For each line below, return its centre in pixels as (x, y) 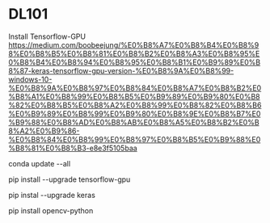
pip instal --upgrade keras (52, 195)
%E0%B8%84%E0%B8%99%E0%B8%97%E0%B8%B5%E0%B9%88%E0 (135, 139)
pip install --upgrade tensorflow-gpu (70, 179)
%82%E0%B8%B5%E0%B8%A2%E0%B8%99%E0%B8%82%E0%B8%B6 (135, 105)
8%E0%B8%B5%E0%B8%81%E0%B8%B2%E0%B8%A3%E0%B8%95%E (134, 53)
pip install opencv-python (51, 210)
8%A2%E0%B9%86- (44, 131)
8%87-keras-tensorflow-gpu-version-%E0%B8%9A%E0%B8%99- (121, 70)
